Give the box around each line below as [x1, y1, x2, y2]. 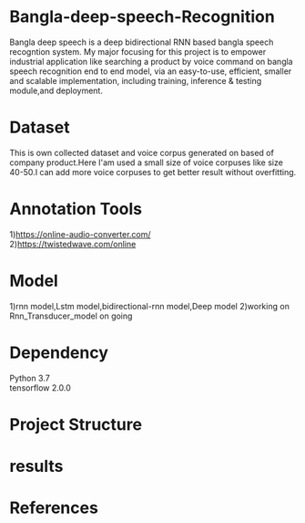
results [9, 456, 64, 476]
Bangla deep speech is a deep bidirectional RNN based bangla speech [9, 37, 274, 47]
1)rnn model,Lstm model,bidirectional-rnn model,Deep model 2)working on [9, 300, 290, 311]
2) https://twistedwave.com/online [9, 238, 137, 249]
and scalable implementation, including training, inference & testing [9, 75, 262, 86]
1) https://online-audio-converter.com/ [9, 228, 152, 239]
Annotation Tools [9, 199, 143, 220]
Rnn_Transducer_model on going [9, 310, 133, 321]
